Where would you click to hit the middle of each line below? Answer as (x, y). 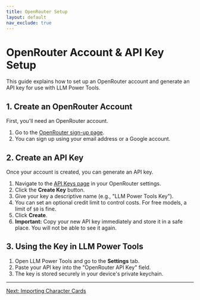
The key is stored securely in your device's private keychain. (89, 273)
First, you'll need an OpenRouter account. (57, 121)
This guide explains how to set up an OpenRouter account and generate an (98, 82)
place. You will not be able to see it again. (66, 228)
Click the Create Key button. (50, 190)
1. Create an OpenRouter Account (69, 106)
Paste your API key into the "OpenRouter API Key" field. (83, 267)
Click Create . (31, 215)
